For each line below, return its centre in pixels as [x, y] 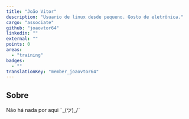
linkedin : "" [22, 33]
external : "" [22, 39]
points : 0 [18, 45]
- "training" [27, 55]
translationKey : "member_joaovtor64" [53, 72]
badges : [16, 60]
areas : [14, 50]
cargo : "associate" [30, 22]
